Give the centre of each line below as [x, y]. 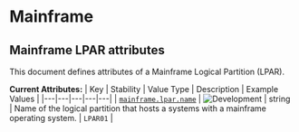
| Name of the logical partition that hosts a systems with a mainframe [138, 108]
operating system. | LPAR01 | [61, 118]
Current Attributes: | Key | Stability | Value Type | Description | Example [144, 89]
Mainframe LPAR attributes [87, 50]
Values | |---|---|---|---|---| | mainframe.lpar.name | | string [150, 99]
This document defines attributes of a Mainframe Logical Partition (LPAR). [147, 71]
